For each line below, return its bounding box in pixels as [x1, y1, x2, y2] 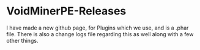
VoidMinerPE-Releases [6, 4, 127, 18]
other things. [6, 37, 39, 44]
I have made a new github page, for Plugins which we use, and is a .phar [6, 24, 189, 31]
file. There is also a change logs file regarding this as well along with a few [6, 30, 194, 37]
